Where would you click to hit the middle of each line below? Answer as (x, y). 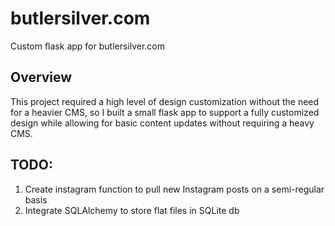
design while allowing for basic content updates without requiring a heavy (162, 123)
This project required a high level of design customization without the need (165, 101)
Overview (41, 77)
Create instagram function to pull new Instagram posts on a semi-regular (174, 189)
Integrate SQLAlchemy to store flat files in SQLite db (132, 210)
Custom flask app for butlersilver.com (88, 46)
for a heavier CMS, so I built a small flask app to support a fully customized (165, 112)
